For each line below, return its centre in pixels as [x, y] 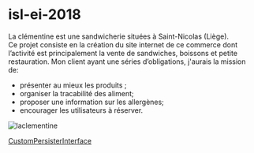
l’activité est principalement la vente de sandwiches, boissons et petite [123, 53]
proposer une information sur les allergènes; [92, 102]
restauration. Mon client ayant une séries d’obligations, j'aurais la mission [127, 62]
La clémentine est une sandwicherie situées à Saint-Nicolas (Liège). [119, 36]
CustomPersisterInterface [50, 140]
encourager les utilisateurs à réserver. [81, 110]
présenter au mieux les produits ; [73, 85]
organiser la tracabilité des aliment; [77, 93]
